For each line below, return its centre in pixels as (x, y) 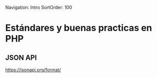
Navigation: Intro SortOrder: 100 (39, 7)
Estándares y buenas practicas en (79, 28)
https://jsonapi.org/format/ (33, 70)
